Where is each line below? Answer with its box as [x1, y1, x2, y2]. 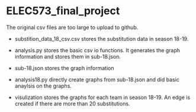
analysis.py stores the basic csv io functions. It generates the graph [14, 46, 181, 54]
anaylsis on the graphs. [14, 82, 72, 89]
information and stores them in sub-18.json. [14, 53, 121, 60]
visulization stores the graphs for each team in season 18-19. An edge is [14, 94, 191, 101]
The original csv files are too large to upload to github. [6, 24, 139, 31]
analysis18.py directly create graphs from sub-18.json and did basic [14, 76, 179, 83]
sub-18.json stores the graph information [14, 64, 114, 72]
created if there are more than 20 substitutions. [14, 100, 130, 107]
